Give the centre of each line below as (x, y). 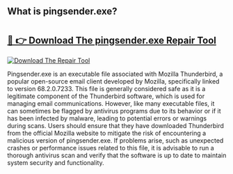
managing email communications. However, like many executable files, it (111, 103)
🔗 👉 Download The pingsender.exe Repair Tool (112, 40)
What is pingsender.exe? (62, 11)
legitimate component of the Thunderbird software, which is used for (106, 96)
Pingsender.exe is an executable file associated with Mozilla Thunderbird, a (115, 74)
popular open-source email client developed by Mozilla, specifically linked (113, 81)
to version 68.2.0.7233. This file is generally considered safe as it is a (106, 89)
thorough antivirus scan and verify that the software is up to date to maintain (117, 155)
